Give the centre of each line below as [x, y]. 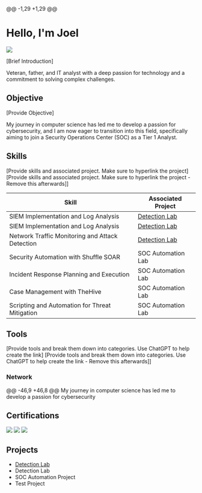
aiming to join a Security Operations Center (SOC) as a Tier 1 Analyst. [92, 137]
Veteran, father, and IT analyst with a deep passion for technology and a [96, 72]
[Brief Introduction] [30, 61]
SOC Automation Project [45, 477]
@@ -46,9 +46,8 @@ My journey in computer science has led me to [91, 390]
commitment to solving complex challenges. [61, 79]
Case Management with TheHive [55, 291]
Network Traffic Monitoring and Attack [63, 236]
